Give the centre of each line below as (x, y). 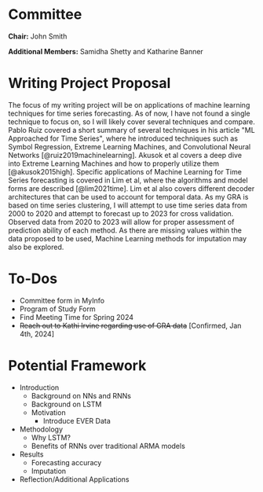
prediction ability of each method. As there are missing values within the (125, 230)
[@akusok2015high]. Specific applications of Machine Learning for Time (125, 171)
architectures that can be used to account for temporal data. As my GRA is (128, 196)
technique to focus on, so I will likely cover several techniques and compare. (131, 121)
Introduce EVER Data (77, 420)
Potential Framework (77, 365)
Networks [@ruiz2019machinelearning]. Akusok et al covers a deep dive (125, 155)
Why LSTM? (51, 437)
